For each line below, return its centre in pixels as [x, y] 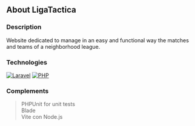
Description [24, 27]
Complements [28, 91]
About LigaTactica [41, 10]
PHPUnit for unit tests [48, 104]
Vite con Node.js [42, 117]
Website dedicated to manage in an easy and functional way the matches [98, 40]
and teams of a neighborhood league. [53, 46]
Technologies [27, 62]
